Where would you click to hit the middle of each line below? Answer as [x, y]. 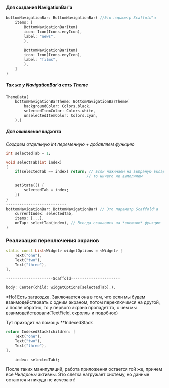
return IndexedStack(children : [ [41, 332]
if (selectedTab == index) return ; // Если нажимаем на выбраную [83, 172]
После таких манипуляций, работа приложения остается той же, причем [84, 369]
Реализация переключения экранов [52, 240]
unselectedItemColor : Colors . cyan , [61, 116]
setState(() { [29, 185]
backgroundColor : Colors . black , [58, 106]
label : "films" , [41, 60]
